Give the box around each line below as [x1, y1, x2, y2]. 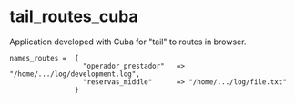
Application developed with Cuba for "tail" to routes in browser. [9, 36, 247, 47]
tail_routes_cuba [9, 6, 138, 27]
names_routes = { [9, 53, 79, 62]
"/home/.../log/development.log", [9, 70, 141, 79]
